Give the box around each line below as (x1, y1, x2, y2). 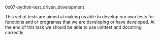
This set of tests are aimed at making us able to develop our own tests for (5, 14, 154, 19)
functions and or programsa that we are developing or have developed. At (5, 19, 155, 25)
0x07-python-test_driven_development (5, 4, 85, 10)
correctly (5, 30, 24, 35)
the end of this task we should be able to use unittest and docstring (5, 24, 142, 30)
